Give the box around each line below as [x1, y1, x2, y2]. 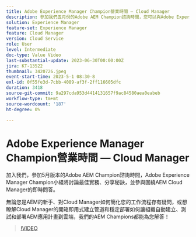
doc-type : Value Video [6, 52, 61, 58]
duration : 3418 [6, 85, 43, 91]
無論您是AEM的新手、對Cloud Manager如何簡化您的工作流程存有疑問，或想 [6, 198, 188, 205]
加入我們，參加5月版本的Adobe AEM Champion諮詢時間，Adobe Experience [6, 171, 190, 178]
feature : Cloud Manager [6, 30, 64, 36]
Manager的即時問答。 [6, 186, 58, 193]
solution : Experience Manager [6, 19, 80, 25]
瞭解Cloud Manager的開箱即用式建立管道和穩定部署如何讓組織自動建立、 [6, 206, 181, 213]
